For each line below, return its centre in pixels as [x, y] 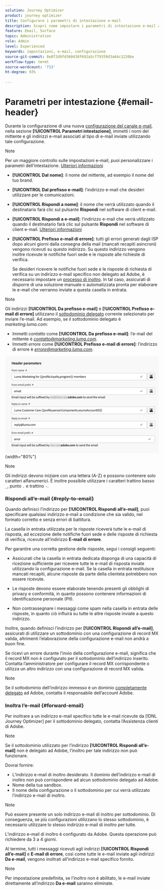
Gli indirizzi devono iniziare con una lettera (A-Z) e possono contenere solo [81, 476]
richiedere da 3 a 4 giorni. [31, 839]
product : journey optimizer [34, 15]
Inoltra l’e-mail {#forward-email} [45, 705]
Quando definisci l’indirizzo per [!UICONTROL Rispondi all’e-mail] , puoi [77, 509]
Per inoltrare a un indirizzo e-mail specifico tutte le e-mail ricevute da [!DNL [81, 716]
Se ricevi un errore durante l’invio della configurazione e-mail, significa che [81, 653]
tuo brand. [22, 180]
